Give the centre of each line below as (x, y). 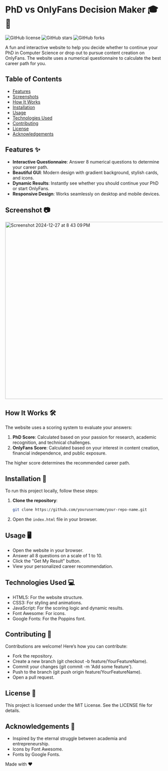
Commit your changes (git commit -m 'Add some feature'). (72, 667)
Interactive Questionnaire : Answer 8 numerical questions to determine (86, 162)
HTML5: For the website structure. (48, 597)
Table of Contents (34, 79)
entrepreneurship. (31, 743)
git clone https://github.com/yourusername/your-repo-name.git (80, 510)
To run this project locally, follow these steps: (52, 491)
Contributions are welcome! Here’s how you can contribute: (66, 646)
